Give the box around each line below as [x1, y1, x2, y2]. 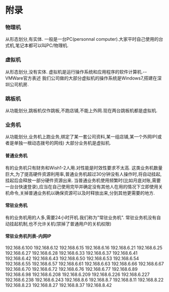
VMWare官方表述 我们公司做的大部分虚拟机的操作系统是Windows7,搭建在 [5, 75, 157, 81]
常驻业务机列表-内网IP [5, 233, 51, 239]
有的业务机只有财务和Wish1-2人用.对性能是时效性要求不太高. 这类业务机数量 [5, 165, 163, 171]
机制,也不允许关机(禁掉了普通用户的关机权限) [18, 221, 112, 227]
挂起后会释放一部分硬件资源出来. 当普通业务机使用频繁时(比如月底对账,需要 [5, 177, 161, 183]
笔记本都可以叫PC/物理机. [15, 42, 69, 48]
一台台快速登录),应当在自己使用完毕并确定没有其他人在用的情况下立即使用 [5, 183, 159, 189]
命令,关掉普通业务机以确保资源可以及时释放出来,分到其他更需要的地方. [9, 190, 155, 196]
